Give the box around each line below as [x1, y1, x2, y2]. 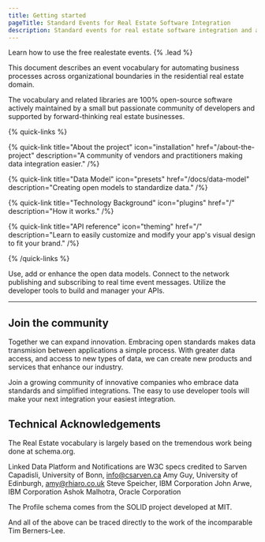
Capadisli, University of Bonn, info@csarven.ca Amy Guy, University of [8, 470, 238, 480]
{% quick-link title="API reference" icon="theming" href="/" [8, 222, 203, 231]
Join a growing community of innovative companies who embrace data [8, 378, 239, 387]
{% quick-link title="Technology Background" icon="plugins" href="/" [8, 198, 235, 207]
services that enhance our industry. [8, 362, 124, 372]
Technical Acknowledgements [8, 417, 162, 431]
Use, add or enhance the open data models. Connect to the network [8, 269, 230, 278]
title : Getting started [8, 11, 87, 20]
